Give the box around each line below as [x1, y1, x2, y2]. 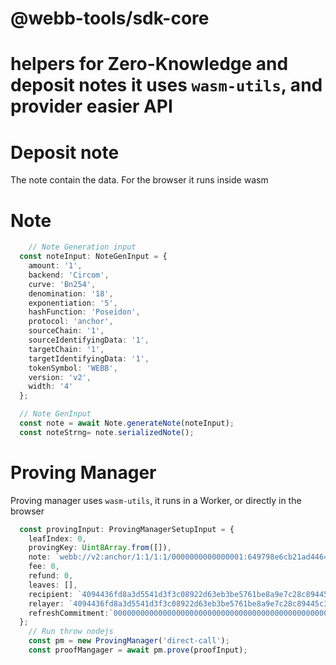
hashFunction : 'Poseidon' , [28, 307, 141, 317]
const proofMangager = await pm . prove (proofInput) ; [28, 645, 248, 656]
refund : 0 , [28, 571, 74, 581]
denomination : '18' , [28, 288, 114, 299]
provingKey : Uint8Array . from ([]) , [28, 543, 172, 553]
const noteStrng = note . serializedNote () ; [19, 427, 195, 437]
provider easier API [10, 95, 173, 118]
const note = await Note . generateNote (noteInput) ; [19, 418, 235, 428]
